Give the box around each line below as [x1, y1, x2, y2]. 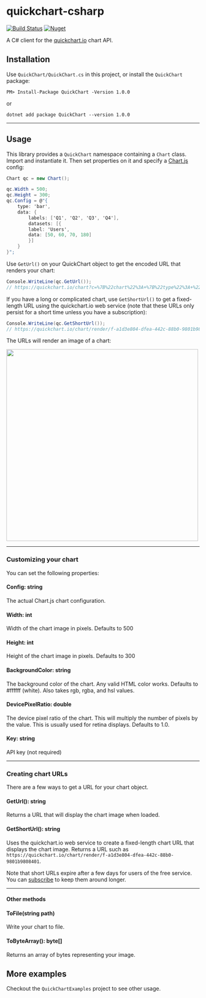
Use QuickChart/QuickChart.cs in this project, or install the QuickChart [6, 71, 183, 78]
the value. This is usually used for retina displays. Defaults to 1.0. [6, 721, 170, 728]
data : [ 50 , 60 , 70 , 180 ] [28, 232, 92, 238]
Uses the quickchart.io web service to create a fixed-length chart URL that [6, 839, 194, 846]
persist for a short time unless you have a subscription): [6, 308, 147, 315]
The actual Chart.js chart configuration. [6, 597, 106, 604]
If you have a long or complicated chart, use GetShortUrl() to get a [6, 295, 176, 303]
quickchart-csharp [6, 4, 104, 18]
